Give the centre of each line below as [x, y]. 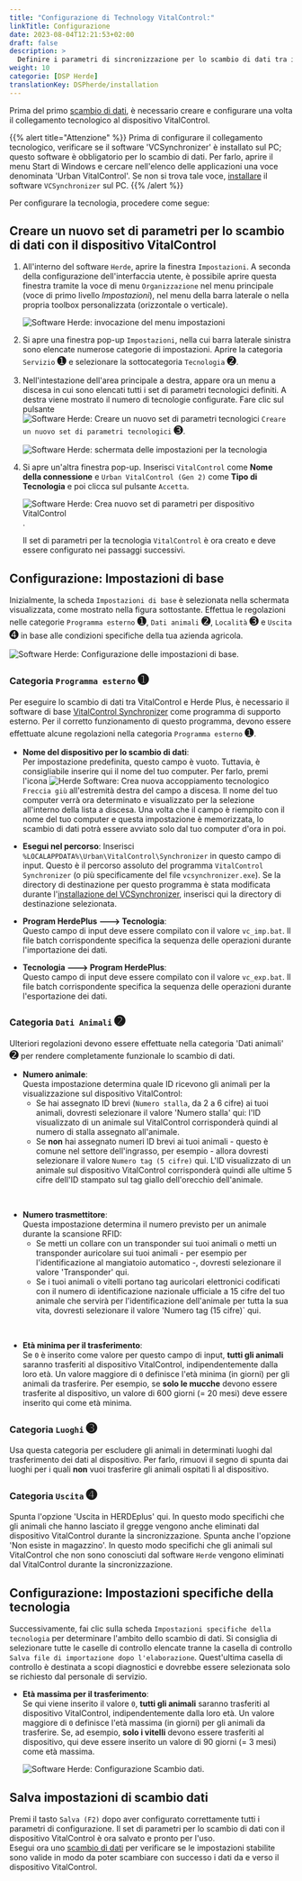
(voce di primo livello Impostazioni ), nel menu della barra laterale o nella [155, 296]
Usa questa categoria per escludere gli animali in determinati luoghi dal [141, 1450]
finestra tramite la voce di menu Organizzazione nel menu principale [148, 286]
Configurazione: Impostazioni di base [117, 578]
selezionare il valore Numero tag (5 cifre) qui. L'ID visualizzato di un [163, 1160]
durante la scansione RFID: [72, 1233]
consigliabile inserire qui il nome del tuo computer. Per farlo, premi [145, 771]
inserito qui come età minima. [77, 1402]
